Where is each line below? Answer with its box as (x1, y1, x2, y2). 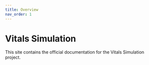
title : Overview (5, 7, 38, 12)
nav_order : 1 (5, 12, 32, 17)
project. (5, 55, 21, 61)
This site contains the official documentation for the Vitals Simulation (5, 49, 145, 55)
